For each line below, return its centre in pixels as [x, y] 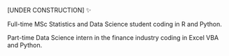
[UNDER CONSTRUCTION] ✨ [49, 10]
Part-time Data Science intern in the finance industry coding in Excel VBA [113, 37]
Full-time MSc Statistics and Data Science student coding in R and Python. [114, 24]
